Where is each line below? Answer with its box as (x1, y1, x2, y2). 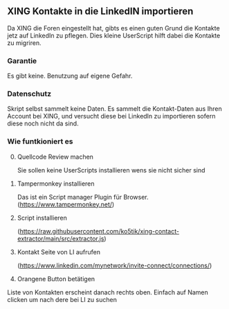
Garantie (7, 55, 37, 65)
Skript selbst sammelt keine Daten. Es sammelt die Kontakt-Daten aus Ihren (7, 105, 223, 113)
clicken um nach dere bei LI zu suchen (7, 295, 118, 303)
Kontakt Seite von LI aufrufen (17, 247, 100, 256)
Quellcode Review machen (17, 152, 93, 161)
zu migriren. (7, 38, 42, 47)
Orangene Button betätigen (17, 274, 95, 283)
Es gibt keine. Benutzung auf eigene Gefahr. (7, 72, 133, 80)
